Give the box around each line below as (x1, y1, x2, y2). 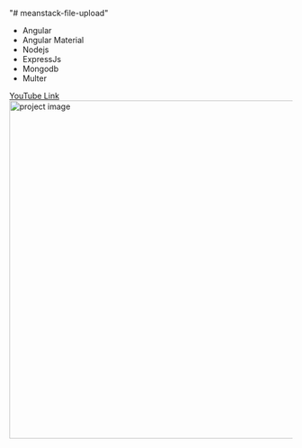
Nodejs (22, 44, 49, 55)
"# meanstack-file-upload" (9, 8, 109, 18)
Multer (22, 73, 48, 84)
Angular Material (22, 35, 84, 45)
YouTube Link (9, 90, 60, 101)
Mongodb (22, 63, 59, 74)
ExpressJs (22, 54, 61, 64)
